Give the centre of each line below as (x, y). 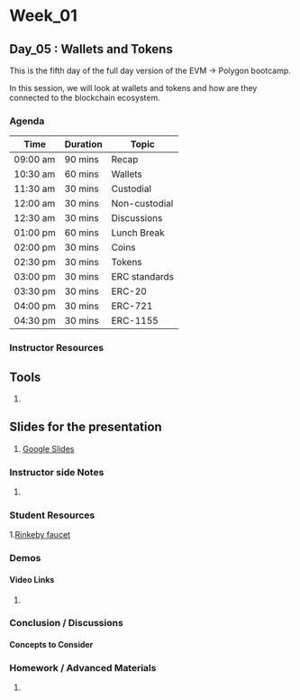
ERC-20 (129, 291)
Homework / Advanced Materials (83, 668)
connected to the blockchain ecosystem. (85, 97)
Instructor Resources (57, 348)
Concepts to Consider (51, 645)
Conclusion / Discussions (66, 623)
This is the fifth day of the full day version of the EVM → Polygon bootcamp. (150, 70)
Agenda (27, 121)
